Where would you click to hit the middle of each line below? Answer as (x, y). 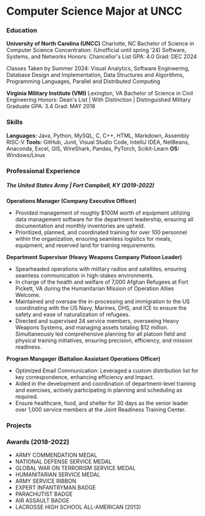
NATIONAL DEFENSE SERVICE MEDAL (63, 461)
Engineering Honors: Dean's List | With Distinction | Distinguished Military (99, 100)
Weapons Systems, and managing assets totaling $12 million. (92, 327)
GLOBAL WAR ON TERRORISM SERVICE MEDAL (75, 468)
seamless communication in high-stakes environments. (85, 275)
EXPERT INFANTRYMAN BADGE (56, 487)
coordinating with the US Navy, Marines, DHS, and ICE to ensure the (101, 308)
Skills (15, 122)
